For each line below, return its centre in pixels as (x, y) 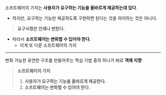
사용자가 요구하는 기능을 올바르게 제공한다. (65, 81)
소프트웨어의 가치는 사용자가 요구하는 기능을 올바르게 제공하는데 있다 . (71, 8)
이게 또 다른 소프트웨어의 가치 (48, 45)
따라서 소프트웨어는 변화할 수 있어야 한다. (52, 39)
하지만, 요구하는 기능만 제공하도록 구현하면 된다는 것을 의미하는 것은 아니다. (85, 18)
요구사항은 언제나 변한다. (41, 29)
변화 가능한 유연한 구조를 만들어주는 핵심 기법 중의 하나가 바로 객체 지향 (73, 60)
